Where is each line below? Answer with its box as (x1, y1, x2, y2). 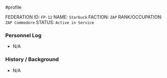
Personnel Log (5, 32, 42, 39)
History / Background (5, 56, 59, 63)
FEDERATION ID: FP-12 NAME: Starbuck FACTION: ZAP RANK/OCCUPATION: (5, 14, 163, 20)
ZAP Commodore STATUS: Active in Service (5, 20, 95, 25)
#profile (5, 5, 22, 10)
